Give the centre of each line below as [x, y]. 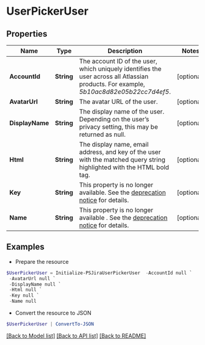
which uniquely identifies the [120, 69]
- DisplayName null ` [35, 284]
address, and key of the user [120, 152]
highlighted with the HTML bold [124, 167]
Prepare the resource [42, 261]
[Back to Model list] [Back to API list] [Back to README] [76, 336]
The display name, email [114, 144]
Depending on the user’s [114, 119]
